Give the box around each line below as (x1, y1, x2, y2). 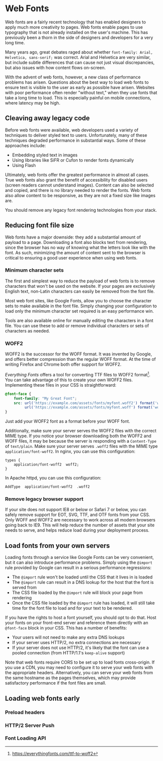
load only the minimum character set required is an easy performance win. (5, 308, 154, 314)
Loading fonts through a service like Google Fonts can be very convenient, (5, 555, 154, 560)
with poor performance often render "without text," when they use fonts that (5, 90, 158, 95)
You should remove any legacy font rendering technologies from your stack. (5, 207, 157, 213)
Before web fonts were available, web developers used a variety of (5, 127, 139, 133)
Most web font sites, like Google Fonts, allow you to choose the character (5, 297, 152, 303)
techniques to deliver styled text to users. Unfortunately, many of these (5, 132, 147, 138)
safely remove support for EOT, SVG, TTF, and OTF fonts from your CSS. (5, 512, 150, 518)
